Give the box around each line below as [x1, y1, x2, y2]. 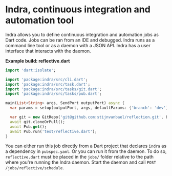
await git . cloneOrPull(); [10, 119, 66, 124]
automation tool [5, 14, 74, 26]
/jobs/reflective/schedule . [5, 165, 64, 171]
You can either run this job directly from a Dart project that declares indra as [5, 143, 167, 149]
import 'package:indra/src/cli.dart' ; [5, 77, 88, 82]
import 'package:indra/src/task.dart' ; [5, 82, 91, 87]
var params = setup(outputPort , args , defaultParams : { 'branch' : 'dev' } [10, 105, 168, 111]
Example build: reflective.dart [5, 57, 70, 64]
